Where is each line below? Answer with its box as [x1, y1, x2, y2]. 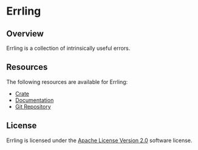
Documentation [15, 96, 54, 104]
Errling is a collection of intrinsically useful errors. [6, 44, 131, 52]
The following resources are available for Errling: [6, 78, 128, 86]
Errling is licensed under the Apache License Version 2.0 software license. [6, 137, 193, 144]
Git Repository [15, 103, 52, 110]
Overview [6, 29, 44, 39]
